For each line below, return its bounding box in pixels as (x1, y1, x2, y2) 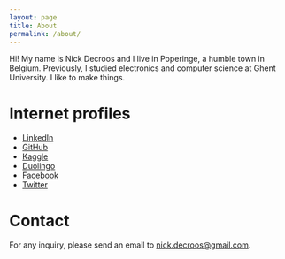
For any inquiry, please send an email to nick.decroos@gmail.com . (9, 240, 251, 250)
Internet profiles (9, 103, 131, 124)
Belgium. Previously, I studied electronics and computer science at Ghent (9, 63, 276, 73)
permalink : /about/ (9, 29, 81, 38)
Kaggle (21, 151, 49, 162)
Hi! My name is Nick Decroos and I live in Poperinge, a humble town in (9, 54, 266, 65)
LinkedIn (21, 133, 54, 143)
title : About (9, 21, 58, 30)
